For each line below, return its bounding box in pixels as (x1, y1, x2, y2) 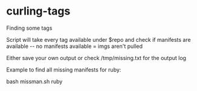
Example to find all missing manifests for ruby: (6, 66, 121, 73)
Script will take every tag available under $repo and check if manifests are (6, 36, 192, 43)
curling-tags (6, 4, 71, 18)
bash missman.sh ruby (6, 78, 63, 85)
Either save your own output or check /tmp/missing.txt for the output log (6, 54, 186, 61)
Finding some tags (6, 24, 53, 32)
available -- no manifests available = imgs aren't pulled (6, 42, 143, 50)
